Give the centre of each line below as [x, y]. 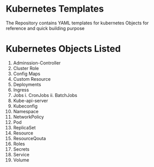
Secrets [21, 149]
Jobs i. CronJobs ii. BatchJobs [45, 95]
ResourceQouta [29, 138]
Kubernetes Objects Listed [63, 49]
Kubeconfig [25, 106]
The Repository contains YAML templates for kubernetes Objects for [77, 23]
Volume [21, 160]
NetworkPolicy [28, 117]
